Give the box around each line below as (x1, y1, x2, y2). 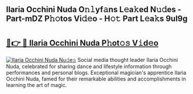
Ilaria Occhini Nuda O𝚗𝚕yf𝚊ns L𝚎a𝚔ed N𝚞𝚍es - (6, 5, 181, 15)
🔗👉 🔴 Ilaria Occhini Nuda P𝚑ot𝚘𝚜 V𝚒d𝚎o (6, 38, 159, 48)
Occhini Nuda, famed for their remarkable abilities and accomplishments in (6, 75, 186, 82)
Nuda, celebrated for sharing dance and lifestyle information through (6, 63, 172, 69)
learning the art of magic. (6, 82, 67, 88)
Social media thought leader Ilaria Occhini (77, 57, 178, 63)
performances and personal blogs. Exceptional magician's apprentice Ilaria (6, 69, 187, 76)
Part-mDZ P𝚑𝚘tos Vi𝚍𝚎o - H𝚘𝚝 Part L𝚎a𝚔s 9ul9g (6, 14, 188, 24)
